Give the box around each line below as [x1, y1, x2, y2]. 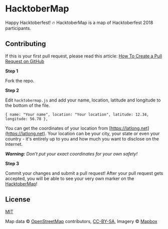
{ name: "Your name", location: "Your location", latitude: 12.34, [5, 112, 149, 117]
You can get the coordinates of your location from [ [5, 125, 111, 131]
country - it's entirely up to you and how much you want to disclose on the [5, 135, 159, 141]
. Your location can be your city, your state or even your [45, 130, 160, 136]
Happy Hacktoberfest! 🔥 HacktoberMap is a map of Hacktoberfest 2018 [5, 19, 153, 25]
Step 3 [5, 160, 19, 166]
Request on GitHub [5, 58, 45, 64]
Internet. [5, 141, 23, 147]
